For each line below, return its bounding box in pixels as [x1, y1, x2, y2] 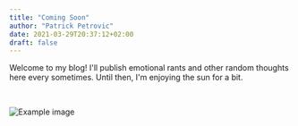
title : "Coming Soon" [9, 13, 90, 22]
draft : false [9, 38, 58, 47]
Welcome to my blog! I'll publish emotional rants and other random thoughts [9, 63, 289, 73]
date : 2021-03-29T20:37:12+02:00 [9, 29, 134, 38]
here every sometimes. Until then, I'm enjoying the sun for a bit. [9, 72, 243, 83]
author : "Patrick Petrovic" [9, 21, 115, 30]
